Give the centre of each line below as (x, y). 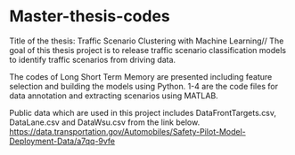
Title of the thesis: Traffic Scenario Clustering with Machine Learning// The (147, 41)
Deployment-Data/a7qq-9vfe (62, 141)
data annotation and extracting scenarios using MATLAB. (114, 96)
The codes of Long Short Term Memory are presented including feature (141, 76)
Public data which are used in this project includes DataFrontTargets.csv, (143, 112)
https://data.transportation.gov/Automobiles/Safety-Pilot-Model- (128, 131)
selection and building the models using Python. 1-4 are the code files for (144, 86)
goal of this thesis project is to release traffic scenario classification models (148, 50)
